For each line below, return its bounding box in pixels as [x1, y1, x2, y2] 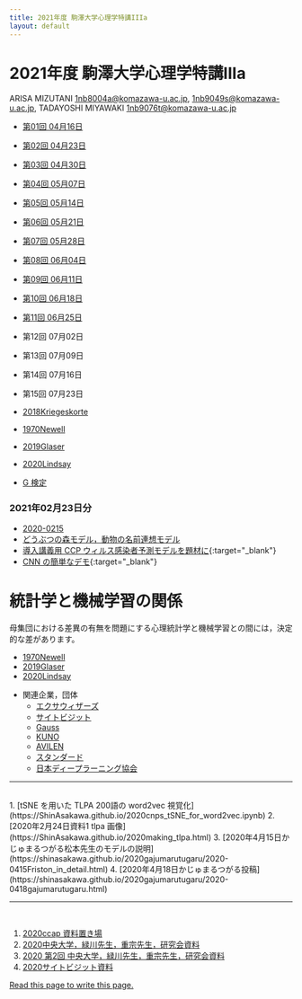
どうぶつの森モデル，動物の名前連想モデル [22, 534, 181, 544]
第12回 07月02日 [22, 332, 84, 342]
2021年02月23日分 [9, 502, 93, 515]
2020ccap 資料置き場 [22, 927, 103, 939]
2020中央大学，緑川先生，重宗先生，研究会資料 [22, 939, 200, 950]
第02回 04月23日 [22, 140, 87, 151]
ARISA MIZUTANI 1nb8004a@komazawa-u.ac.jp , [9, 93, 191, 104]
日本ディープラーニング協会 [35, 763, 138, 774]
